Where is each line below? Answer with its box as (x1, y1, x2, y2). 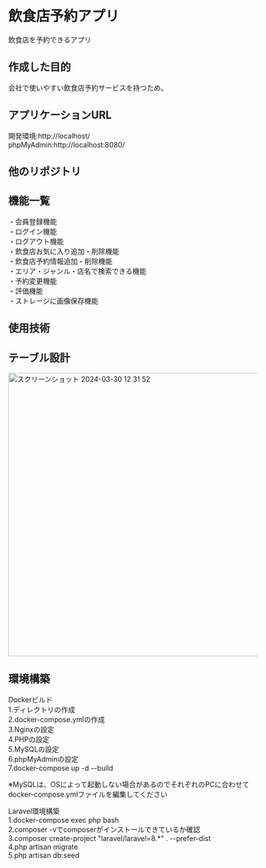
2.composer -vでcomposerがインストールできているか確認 (8, 824, 200, 834)
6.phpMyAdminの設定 (8, 754, 79, 763)
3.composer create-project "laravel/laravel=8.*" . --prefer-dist (8, 833, 211, 843)
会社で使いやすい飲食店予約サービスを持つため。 (8, 82, 168, 92)
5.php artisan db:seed (8, 850, 80, 860)
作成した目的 (8, 60, 71, 74)
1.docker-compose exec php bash (8, 815, 120, 824)
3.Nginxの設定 (8, 725, 55, 734)
